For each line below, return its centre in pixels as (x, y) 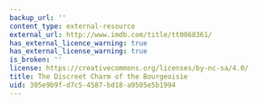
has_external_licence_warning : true (78, 43)
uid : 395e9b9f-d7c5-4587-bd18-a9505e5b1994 (93, 85)
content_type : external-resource (72, 26)
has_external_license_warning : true (78, 52)
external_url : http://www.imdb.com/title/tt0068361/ (111, 34)
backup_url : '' (38, 18)
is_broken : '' (36, 60)
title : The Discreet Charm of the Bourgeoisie (99, 77)
